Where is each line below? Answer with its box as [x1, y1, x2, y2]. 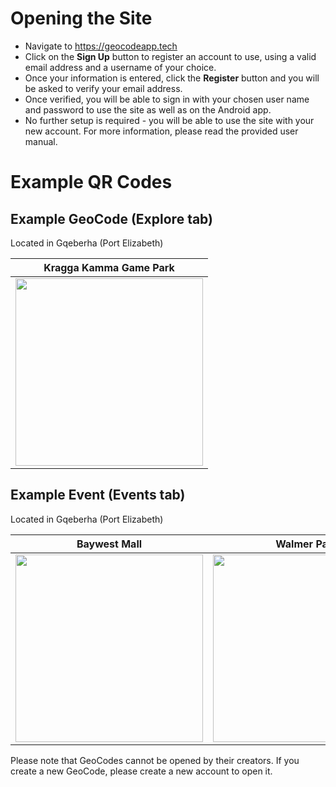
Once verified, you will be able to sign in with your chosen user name [24, 93, 310, 105]
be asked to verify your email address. [24, 82, 183, 94]
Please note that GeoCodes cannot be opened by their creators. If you [10, 754, 300, 766]
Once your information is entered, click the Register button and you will [24, 72, 320, 84]
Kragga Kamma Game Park [43, 260, 175, 274]
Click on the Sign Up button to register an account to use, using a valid [24, 50, 317, 62]
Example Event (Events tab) [10, 487, 186, 504]
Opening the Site [10, 7, 153, 30]
